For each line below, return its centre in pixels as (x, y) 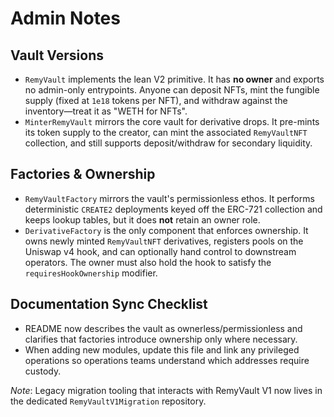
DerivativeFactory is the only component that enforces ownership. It (166, 230)
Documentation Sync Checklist (109, 304)
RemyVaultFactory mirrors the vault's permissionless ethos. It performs (169, 198)
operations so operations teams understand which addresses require (167, 360)
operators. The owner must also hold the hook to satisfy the (148, 262)
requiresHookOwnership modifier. (91, 273)
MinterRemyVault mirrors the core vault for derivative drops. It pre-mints (172, 121)
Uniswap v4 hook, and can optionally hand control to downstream (160, 251)
